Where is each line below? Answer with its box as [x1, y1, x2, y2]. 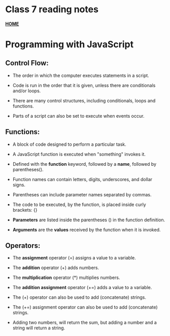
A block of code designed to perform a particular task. [12, 141, 127, 147]
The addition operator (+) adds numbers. [12, 265, 99, 271]
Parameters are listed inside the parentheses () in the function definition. [12, 217, 165, 223]
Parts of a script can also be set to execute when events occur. [12, 113, 145, 119]
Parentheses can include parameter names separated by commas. [12, 191, 152, 197]
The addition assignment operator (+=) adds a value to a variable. [12, 285, 152, 291]
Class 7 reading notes [5, 4, 99, 15]
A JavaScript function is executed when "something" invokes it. [12, 151, 146, 157]
